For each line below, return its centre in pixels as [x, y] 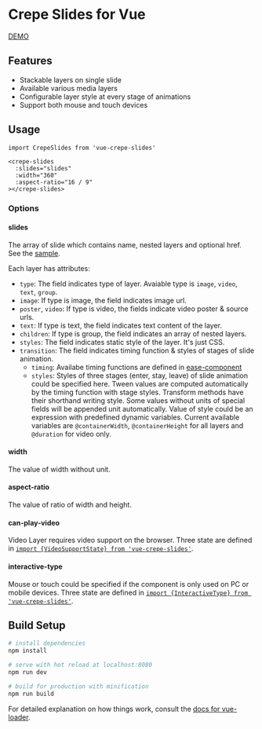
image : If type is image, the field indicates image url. [103, 300]
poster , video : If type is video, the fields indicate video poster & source [134, 309]
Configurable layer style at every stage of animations [105, 97]
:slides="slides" [44, 168]
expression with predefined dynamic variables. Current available [135, 417]
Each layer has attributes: [49, 268]
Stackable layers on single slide [70, 79]
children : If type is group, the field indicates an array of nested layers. [133, 333]
